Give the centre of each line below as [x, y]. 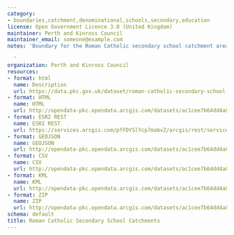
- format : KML [28, 175]
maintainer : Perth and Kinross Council [65, 33]
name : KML [28, 182]
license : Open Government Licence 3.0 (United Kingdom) [90, 26]
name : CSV [28, 162]
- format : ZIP [28, 195]
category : [22, 14]
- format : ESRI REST [37, 117]
